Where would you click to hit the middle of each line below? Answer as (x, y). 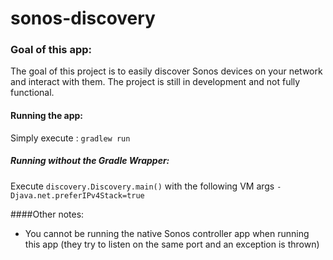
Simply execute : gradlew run (70, 138)
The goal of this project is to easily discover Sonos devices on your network (166, 71)
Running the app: (46, 116)
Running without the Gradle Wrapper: (90, 161)
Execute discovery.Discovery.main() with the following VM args (142, 186)
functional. (32, 93)
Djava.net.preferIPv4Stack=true (77, 195)
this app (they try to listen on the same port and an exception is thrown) (172, 244)
